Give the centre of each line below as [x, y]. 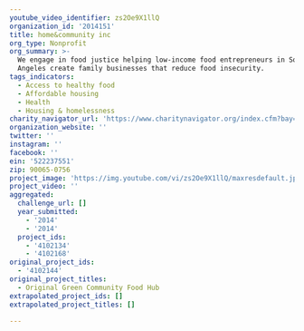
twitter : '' [32, 136]
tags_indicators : [42, 77]
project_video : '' [44, 187]
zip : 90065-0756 [40, 170]
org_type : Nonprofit [48, 43]
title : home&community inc [60, 34]
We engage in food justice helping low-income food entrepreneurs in [151, 60]
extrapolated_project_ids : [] [66, 296]
